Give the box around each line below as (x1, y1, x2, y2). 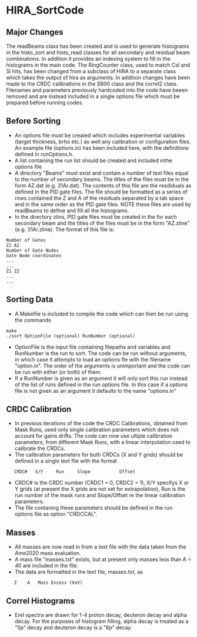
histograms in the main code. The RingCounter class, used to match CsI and (6, 61, 191, 68)
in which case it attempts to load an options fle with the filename (14, 356, 171, 363)
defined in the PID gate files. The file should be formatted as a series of (14, 188, 188, 195)
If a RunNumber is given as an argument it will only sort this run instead (14, 375, 188, 382)
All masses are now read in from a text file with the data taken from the (14, 543, 186, 550)
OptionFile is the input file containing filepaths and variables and (14, 343, 171, 350)
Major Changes (6, 27, 64, 37)
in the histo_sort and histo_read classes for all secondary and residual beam (6, 49, 190, 56)
